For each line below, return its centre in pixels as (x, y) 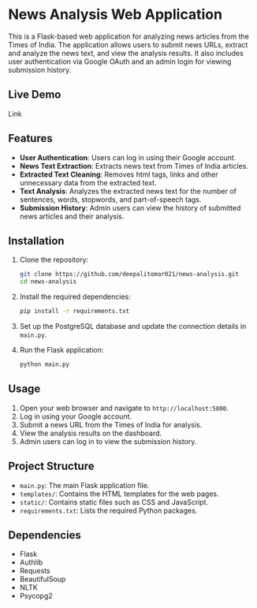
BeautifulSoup (43, 579)
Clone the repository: (54, 260)
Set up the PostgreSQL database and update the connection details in (133, 326)
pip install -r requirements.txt (74, 311)
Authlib (31, 562)
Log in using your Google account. (76, 416)
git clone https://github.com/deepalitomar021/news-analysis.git (129, 274)
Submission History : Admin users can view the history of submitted (130, 207)
